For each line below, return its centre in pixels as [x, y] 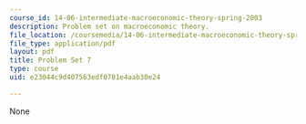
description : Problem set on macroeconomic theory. [109, 26]
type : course [34, 69]
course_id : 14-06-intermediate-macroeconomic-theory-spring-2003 [136, 18]
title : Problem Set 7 [51, 60]
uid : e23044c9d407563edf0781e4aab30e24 [85, 77]
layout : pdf [32, 52]
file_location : [38, 35]
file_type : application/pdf [63, 43]
